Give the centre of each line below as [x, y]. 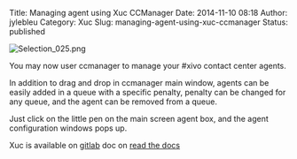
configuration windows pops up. [68, 128]
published [27, 31]
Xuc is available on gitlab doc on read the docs [94, 145]
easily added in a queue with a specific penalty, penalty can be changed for [148, 92]
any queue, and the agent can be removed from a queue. [113, 102]
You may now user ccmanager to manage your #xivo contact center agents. [148, 66]
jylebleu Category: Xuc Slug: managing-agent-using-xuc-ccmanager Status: [148, 22]
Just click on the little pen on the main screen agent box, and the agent [139, 119]
